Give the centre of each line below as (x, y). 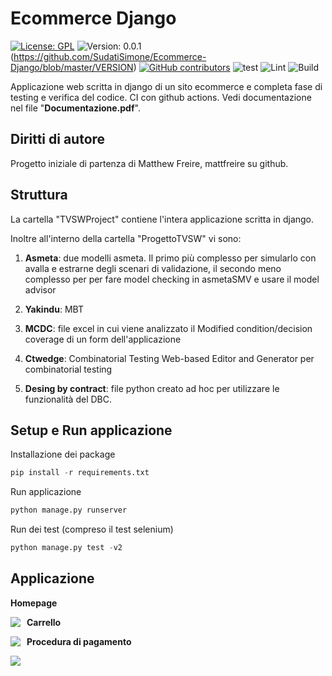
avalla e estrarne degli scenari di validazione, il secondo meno (153, 268)
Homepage (34, 603)
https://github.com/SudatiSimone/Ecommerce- (110, 56)
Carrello (44, 622)
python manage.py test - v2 (66, 548)
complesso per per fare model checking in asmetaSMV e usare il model (172, 279)
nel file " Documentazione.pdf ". (75, 108)
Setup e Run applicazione (91, 430)
